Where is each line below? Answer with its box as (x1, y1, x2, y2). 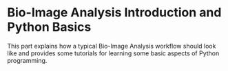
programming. (7, 56, 48, 64)
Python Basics (7, 19, 92, 35)
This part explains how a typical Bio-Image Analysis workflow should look (7, 42, 216, 50)
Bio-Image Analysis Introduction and (7, 5, 222, 20)
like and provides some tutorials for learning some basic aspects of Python (7, 49, 220, 57)
